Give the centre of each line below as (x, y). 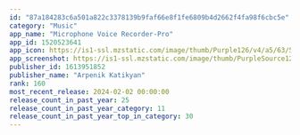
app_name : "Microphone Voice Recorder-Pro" (92, 34)
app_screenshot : (39, 59)
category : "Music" (43, 26)
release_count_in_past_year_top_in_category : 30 (101, 116)
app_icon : (28, 51)
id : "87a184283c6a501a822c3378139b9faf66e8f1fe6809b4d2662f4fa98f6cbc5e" (150, 17)
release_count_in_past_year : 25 (69, 100)
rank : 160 (28, 83)
